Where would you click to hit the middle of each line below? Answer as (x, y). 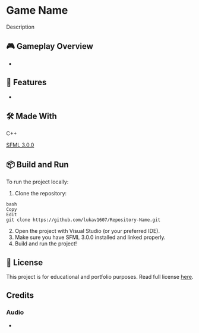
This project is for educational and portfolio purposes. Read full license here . (100, 277)
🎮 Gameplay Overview (50, 46)
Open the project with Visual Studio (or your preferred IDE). (87, 231)
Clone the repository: (41, 194)
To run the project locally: (37, 182)
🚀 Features (26, 83)
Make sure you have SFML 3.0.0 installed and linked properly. (90, 237)
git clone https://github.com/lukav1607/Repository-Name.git (83, 220)
